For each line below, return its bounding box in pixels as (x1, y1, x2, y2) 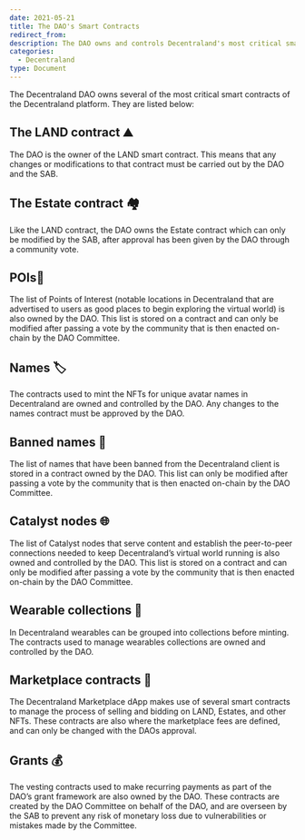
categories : (9, 47, 54, 56)
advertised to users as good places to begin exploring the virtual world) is (9, 303, 286, 314)
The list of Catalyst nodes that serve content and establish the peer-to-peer (9, 538, 293, 548)
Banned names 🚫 (9, 434, 107, 450)
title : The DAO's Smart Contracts (9, 22, 141, 31)
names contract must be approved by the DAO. (9, 408, 185, 419)
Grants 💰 (9, 753, 64, 768)
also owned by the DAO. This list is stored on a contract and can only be (9, 313, 279, 324)
